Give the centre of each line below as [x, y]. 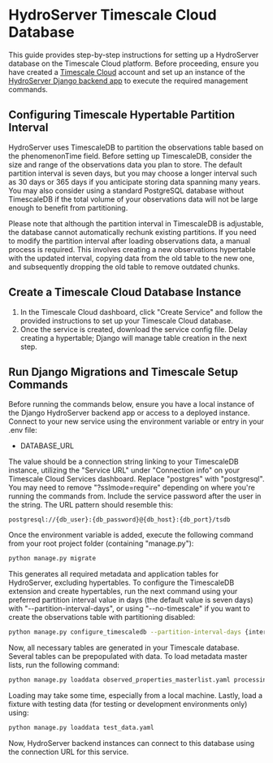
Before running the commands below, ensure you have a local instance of [131, 404]
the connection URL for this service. [69, 752]
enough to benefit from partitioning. [68, 207]
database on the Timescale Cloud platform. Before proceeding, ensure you [134, 63]
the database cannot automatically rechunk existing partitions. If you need [133, 232]
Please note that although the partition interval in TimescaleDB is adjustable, [136, 223]
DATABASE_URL [47, 446]
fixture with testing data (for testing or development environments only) [128, 704]
